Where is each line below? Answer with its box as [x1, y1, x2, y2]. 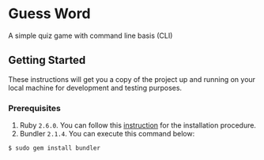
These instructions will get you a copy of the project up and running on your [8, 74, 255, 84]
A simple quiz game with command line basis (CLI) [8, 31, 173, 40]
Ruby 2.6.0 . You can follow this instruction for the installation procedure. [19, 121, 257, 130]
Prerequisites [8, 102, 61, 113]
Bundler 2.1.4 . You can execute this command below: [19, 129, 195, 139]
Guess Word [8, 5, 91, 23]
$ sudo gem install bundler [8, 144, 101, 152]
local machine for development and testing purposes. [8, 83, 183, 92]
